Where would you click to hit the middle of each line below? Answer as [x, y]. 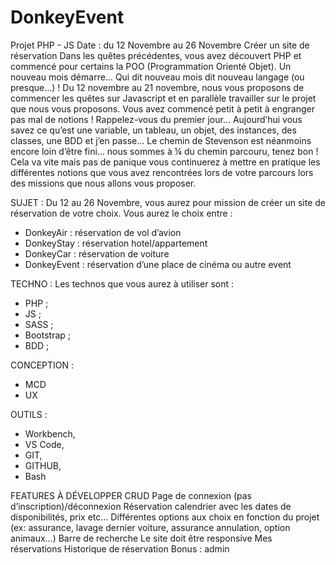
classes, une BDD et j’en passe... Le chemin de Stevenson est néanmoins [161, 140]
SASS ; [39, 324]
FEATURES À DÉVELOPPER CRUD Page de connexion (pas [131, 495]
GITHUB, [43, 465]
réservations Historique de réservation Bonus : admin [120, 548]
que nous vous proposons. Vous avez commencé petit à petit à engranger [162, 108]
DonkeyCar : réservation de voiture [97, 253]
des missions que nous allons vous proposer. [103, 183]
